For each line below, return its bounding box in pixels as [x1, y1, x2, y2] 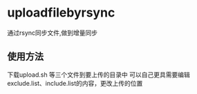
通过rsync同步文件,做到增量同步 [7, 28, 98, 37]
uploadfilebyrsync [7, 5, 115, 21]
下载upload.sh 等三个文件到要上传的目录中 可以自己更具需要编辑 [7, 70, 190, 79]
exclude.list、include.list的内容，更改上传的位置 [7, 79, 143, 87]
